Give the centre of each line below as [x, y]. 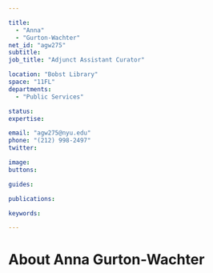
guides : [21, 184]
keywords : [25, 213]
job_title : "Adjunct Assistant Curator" [77, 60]
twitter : [23, 148]
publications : [32, 199]
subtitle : [25, 53]
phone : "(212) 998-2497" [50, 141]
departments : [30, 89]
